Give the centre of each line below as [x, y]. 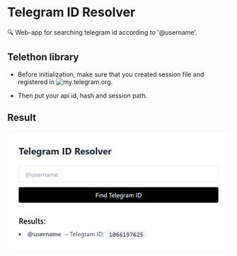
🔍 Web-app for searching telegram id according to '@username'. [103, 32]
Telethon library [43, 57]
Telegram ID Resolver [71, 12]
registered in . [65, 81]
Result [22, 118]
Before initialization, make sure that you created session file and [111, 74]
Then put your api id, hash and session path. [82, 95]
